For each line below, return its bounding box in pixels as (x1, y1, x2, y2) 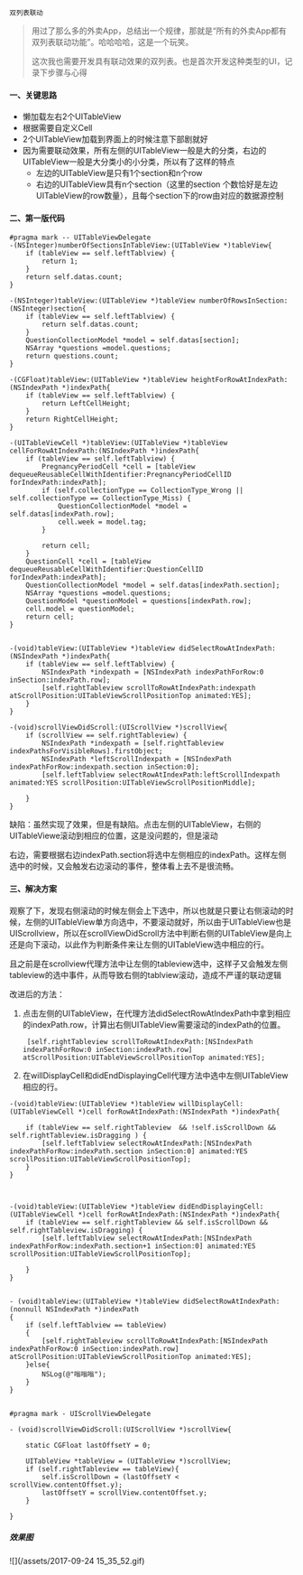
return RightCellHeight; (25, 415, 119, 424)
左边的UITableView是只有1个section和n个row (35, 168, 203, 179)
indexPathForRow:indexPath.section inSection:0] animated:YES (9, 1146, 248, 1156)
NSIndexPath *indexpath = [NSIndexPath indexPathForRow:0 (41, 667, 264, 677)
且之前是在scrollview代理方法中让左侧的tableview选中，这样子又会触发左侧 (9, 958, 289, 969)
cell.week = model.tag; (57, 517, 147, 527)
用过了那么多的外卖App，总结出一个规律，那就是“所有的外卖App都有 (31, 25, 287, 36)
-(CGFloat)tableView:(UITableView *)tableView (9, 376, 188, 385)
